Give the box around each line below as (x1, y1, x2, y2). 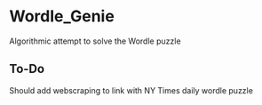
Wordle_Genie (9, 6, 115, 27)
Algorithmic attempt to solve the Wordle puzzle (9, 36, 181, 46)
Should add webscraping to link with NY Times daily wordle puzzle (9, 85, 253, 95)
